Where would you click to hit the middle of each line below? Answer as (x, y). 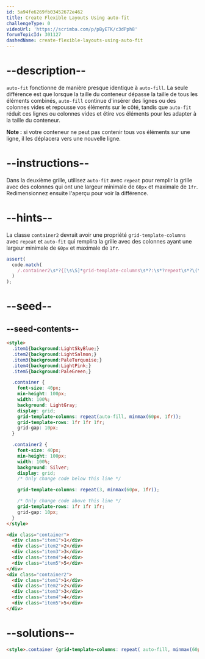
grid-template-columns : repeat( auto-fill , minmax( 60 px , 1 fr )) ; (99, 417)
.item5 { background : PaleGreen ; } (52, 371)
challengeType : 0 (28, 23)
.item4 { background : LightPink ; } (52, 366)
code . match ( (27, 265)
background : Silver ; (43, 467)
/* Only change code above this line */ (69, 501)
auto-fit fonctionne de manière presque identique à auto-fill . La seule (97, 87)
